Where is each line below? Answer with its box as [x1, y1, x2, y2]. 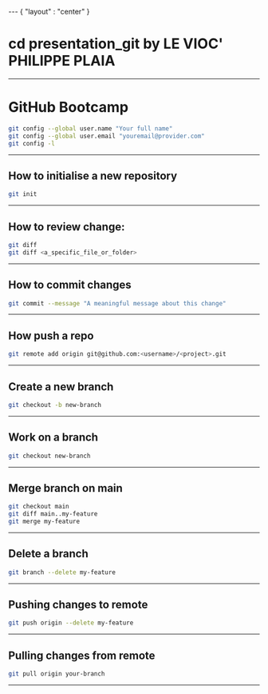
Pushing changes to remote [8, 598, 148, 612]
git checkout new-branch [8, 452, 91, 460]
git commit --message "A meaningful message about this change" [8, 299, 227, 307]
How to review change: [8, 220, 125, 233]
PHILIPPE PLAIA [8, 52, 116, 70]
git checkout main [8, 503, 69, 511]
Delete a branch [8, 547, 89, 560]
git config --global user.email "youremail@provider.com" [8, 132, 205, 140]
